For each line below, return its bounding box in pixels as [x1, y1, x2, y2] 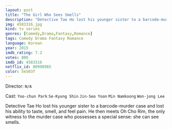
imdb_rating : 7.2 [5, 50, 42, 55]
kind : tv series [5, 27, 40, 32]
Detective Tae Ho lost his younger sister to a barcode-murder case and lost [5, 103, 164, 109]
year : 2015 [5, 45, 29, 50]
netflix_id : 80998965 [5, 64, 52, 69]
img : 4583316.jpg [5, 21, 42, 27]
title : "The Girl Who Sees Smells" [5, 12, 81, 17]
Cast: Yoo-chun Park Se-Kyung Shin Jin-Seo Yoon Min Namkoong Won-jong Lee [5, 93, 165, 99]
